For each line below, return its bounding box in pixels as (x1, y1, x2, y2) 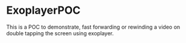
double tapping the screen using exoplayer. (6, 29, 114, 36)
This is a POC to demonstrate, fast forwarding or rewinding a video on (6, 23, 181, 30)
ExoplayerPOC (6, 4, 81, 17)
